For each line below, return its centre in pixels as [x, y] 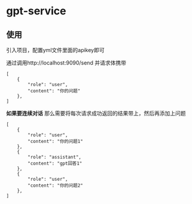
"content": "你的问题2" [56, 185]
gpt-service [36, 11]
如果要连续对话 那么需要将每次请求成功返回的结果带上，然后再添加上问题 [96, 113]
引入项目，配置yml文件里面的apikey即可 [55, 50]
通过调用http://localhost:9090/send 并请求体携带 [66, 63]
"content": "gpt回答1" [55, 163]
